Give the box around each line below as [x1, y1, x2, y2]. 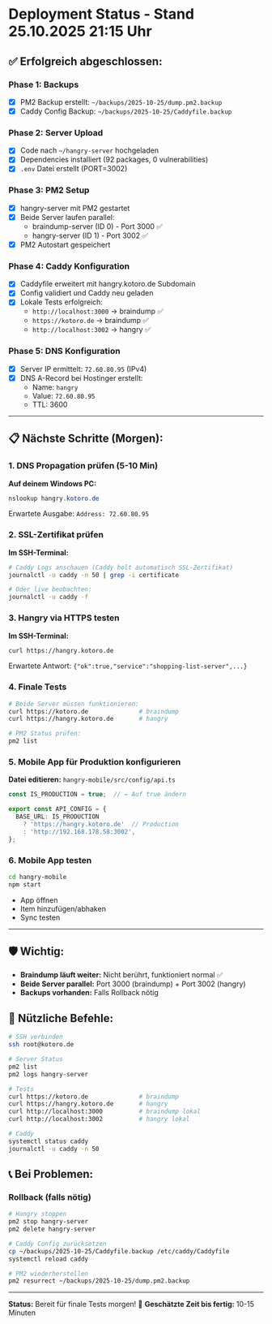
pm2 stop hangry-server [8, 1218, 89, 1226]
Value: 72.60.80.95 [32, 390, 96, 400]
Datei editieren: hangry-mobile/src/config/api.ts [8, 774, 176, 784]
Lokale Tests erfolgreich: [19, 297, 104, 307]
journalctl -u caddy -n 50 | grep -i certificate [8, 571, 180, 579]
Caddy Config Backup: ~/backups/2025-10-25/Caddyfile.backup [19, 106, 232, 116]
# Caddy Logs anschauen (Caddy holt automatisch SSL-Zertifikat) [8, 563, 233, 571]
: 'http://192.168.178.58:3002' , [23, 827, 136, 836]
